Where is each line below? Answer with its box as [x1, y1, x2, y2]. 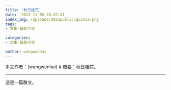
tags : [5, 21, 17, 27]
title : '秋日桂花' [5, 7, 42, 13]
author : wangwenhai [5, 49, 47, 54]
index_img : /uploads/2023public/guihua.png [5, 17, 99, 22]
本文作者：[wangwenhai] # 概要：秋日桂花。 [5, 64, 99, 70]
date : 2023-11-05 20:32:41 [5, 12, 65, 17]
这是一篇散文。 [5, 79, 37, 85]
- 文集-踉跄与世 [5, 26, 35, 31]
